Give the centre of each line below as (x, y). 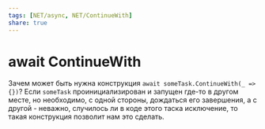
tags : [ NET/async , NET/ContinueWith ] (70, 15)
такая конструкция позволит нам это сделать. (86, 117)
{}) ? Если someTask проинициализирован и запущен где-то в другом (123, 92)
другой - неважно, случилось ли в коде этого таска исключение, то (123, 109)
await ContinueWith (75, 62)
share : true (28, 23)
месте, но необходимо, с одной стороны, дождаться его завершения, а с (132, 100)
